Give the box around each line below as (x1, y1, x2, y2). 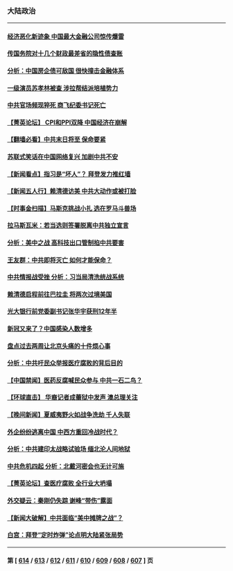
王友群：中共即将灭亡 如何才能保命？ (7, 256, 112, 264)
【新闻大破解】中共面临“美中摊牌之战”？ (7, 513, 123, 522)
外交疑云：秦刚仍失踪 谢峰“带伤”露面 (7, 496, 113, 504)
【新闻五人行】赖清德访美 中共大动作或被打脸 (7, 187, 137, 195)
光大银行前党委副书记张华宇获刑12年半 (7, 307, 117, 315)
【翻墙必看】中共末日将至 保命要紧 (7, 135, 106, 144)
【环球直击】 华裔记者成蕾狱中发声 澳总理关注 (7, 393, 138, 402)
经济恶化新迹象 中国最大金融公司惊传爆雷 (7, 32, 125, 40)
